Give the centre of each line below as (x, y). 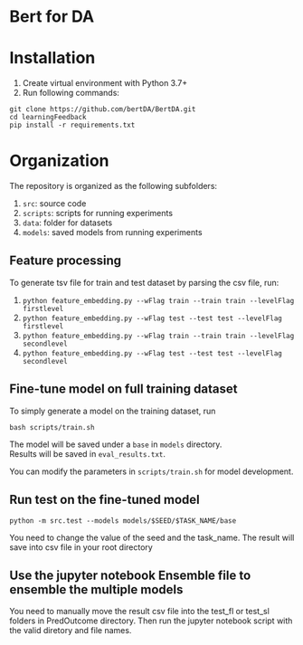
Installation (52, 58)
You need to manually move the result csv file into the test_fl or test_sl (139, 612)
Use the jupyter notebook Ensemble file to (130, 575)
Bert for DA (52, 17)
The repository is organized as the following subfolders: (114, 186)
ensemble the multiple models (96, 589)
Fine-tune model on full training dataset (123, 389)
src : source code (54, 204)
